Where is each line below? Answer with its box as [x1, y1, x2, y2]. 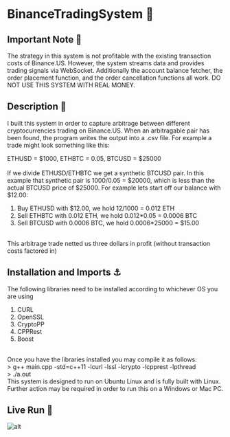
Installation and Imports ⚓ [7, 267, 122, 278]
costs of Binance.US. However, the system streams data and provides [7, 59, 205, 67]
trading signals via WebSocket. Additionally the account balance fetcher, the [7, 67, 223, 74]
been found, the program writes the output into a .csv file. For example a [7, 133, 212, 142]
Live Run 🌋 [7, 405, 53, 416]
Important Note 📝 [7, 34, 82, 45]
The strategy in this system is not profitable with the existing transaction [7, 52, 211, 60]
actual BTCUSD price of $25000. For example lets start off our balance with [7, 183, 221, 192]
